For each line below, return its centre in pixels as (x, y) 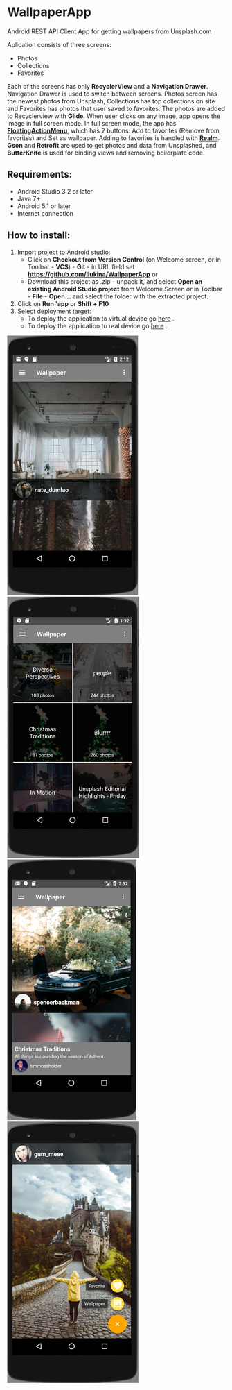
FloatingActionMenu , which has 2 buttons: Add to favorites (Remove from (113, 130)
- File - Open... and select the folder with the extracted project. (118, 296)
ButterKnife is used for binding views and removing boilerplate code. (106, 153)
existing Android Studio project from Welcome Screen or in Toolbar (125, 289)
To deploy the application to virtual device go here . (101, 318)
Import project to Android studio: (64, 252)
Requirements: (40, 175)
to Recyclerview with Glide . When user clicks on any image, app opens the (114, 116)
